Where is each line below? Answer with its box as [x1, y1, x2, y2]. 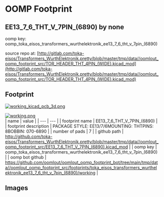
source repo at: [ [5, 50, 39, 56]
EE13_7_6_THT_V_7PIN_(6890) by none [5, 23, 124, 31]
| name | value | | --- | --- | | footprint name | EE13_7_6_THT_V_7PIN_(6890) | [5, 118, 158, 124]
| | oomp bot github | [5, 154, 47, 160]
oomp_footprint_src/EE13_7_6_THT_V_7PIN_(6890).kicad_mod [5, 144, 128, 150]
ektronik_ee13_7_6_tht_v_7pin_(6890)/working [5, 170, 95, 176]
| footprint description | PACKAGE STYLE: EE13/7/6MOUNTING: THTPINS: [5, 123, 154, 129]
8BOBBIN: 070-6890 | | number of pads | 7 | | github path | [5, 128, 124, 134]
